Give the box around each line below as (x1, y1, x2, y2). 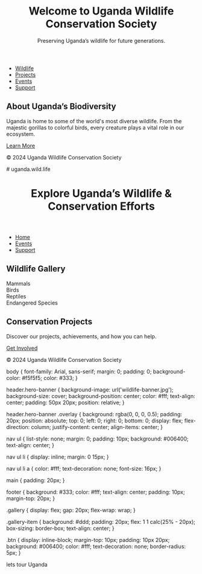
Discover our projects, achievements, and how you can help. (6, 332, 157, 340)
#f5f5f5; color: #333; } (22, 374, 78, 381)
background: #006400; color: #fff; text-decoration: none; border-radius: (6, 543, 186, 550)
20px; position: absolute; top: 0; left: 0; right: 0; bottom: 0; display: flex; (6, 417, 183, 424)
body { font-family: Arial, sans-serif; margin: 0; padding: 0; (6, 367, 152, 375)
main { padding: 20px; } (6, 476, 65, 484)
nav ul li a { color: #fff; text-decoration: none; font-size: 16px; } (6, 465, 162, 472)
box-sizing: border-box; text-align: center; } (6, 524, 115, 532)
